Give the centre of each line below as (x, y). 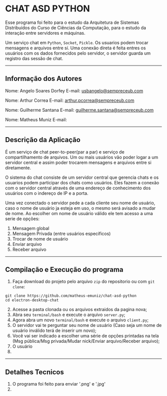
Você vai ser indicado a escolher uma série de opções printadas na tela (85, 336)
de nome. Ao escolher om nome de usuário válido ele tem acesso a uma (79, 213)
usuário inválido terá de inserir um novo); (54, 330)
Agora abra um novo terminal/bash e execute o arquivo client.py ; (81, 320)
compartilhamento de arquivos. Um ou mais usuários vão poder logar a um (82, 157)
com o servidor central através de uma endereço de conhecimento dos (78, 188)
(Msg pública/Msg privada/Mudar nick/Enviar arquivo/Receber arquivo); (86, 341)
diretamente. (18, 167)
